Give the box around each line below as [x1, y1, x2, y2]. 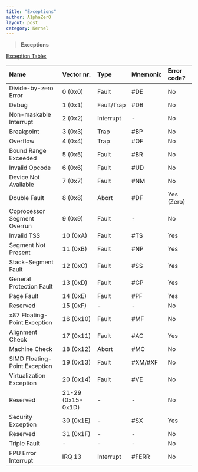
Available [9, 181, 34, 189]
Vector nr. [62, 70, 91, 78]
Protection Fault [9, 283, 53, 291]
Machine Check [9, 345, 53, 353]
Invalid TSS [9, 231, 41, 240]
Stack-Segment [9, 258, 54, 266]
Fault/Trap [97, 101, 126, 109]
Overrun [9, 222, 32, 230]
